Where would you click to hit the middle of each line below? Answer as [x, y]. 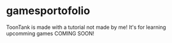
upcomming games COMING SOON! [50, 33]
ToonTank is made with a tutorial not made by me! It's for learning [86, 27]
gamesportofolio [48, 11]
